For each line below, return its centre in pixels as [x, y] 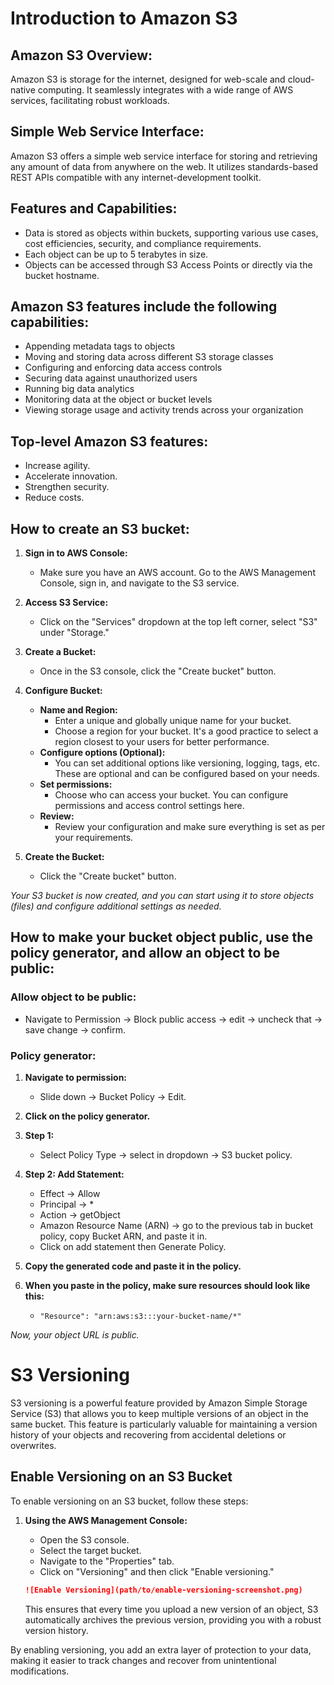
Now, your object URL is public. [75, 1335]
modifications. [40, 1671]
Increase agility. [57, 466]
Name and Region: [78, 710]
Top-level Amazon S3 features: [109, 441]
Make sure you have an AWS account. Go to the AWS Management [177, 573]
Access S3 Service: [66, 603]
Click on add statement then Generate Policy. [133, 1247]
